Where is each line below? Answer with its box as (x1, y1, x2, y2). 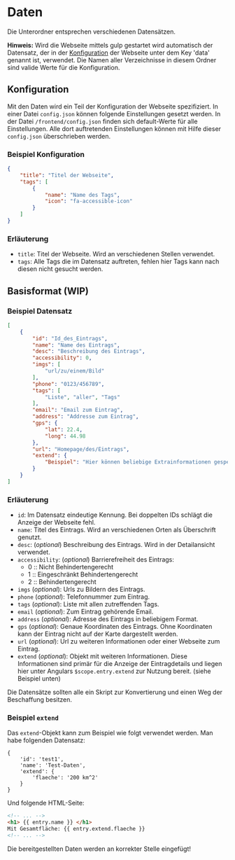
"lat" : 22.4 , (44, 426, 83, 433)
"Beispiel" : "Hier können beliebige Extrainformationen (44, 459, 211, 466)
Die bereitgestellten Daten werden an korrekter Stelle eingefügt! (7, 845, 191, 853)
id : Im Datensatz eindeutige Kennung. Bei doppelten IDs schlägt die (17, 511, 213, 519)
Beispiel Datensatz (7, 306, 73, 316)
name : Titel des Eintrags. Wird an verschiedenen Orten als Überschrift (17, 526, 216, 534)
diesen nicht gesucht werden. (17, 265, 104, 273)
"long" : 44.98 (44, 432, 86, 440)
